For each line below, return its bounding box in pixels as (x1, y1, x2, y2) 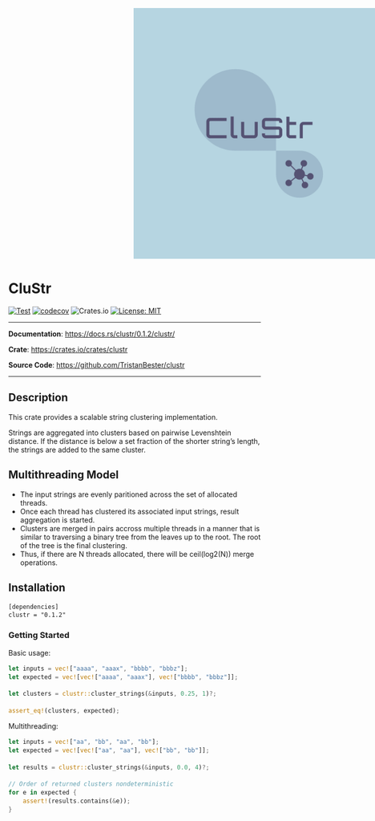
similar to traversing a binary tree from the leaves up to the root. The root (19, 532, 261, 542)
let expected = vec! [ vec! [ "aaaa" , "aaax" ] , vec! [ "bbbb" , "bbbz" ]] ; (8, 673, 239, 681)
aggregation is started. (19, 514, 95, 525)
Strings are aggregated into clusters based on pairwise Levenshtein (8, 428, 232, 437)
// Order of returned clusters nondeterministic (8, 780, 174, 788)
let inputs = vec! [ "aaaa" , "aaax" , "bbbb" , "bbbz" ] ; (8, 665, 188, 673)
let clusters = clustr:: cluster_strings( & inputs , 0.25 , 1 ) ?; (8, 690, 217, 698)
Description (8, 391, 68, 404)
